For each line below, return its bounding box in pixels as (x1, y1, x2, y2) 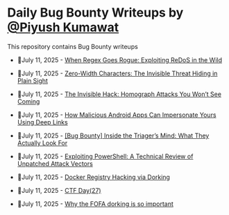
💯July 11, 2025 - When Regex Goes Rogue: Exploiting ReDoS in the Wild (17, 55, 223, 64)
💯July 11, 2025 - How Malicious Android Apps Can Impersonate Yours (17, 111, 217, 119)
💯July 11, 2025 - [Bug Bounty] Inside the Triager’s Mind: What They (17, 131, 210, 140)
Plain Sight (17, 76, 49, 84)
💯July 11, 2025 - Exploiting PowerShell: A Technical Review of (17, 152, 194, 160)
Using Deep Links (17, 118, 68, 126)
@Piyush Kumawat (7, 19, 119, 35)
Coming (17, 97, 40, 105)
